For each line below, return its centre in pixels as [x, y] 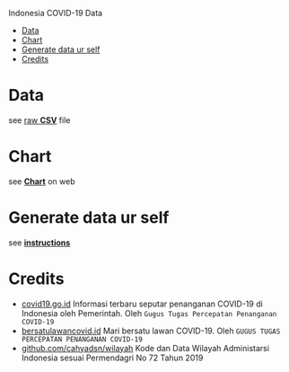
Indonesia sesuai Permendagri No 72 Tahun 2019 [112, 358]
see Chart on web [42, 181]
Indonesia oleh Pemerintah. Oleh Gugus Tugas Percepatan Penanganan [149, 313]
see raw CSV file [39, 120]
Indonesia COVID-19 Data [56, 13]
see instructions [39, 243]
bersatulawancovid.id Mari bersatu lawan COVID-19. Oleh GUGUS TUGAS [151, 331]
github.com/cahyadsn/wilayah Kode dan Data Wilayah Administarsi [145, 348]
